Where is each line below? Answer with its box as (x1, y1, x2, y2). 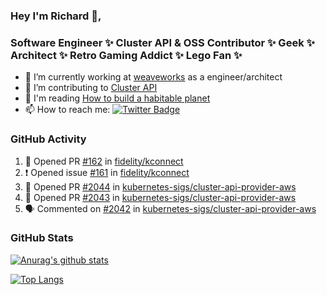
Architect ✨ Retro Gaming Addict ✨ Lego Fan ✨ (10, 48, 243, 62)
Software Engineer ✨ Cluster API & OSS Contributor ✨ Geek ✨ (10, 35, 315, 49)
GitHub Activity (10, 132, 87, 146)
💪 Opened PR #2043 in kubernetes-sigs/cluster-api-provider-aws (24, 191, 297, 203)
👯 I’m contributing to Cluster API (24, 82, 158, 94)
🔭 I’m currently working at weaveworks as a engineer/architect (24, 71, 283, 83)
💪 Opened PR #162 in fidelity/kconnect (24, 155, 184, 167)
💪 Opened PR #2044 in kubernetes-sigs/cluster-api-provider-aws (24, 180, 297, 193)
